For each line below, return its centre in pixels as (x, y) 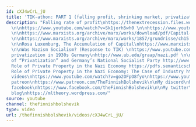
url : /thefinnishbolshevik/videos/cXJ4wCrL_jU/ (65, 115)
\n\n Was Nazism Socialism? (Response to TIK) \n (71, 50)
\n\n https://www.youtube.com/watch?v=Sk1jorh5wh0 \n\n (79, 28)
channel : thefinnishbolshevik (43, 104)
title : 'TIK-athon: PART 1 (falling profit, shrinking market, (85, 17)
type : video (20, 109)
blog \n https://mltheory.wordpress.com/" (61, 93)
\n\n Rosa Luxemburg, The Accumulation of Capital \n (76, 44)
